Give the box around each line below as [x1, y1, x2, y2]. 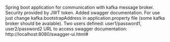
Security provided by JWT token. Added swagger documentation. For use [5, 10, 160, 16]
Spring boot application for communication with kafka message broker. [5, 5, 154, 10]
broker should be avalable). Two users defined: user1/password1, [5, 20, 141, 26]
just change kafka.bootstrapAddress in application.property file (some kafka [5, 15, 165, 21]
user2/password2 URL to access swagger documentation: [5, 26, 127, 32]
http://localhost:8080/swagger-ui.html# [5, 31, 89, 37]
